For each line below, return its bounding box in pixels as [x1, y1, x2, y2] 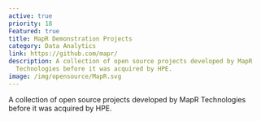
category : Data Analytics [8, 42, 96, 50]
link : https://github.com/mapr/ [8, 50, 118, 58]
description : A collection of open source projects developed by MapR [8, 58, 253, 66]
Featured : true [8, 27, 60, 35]
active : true [8, 11, 53, 20]
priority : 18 [8, 19, 53, 28]
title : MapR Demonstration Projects [8, 34, 133, 43]
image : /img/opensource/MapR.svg [8, 72, 122, 80]
